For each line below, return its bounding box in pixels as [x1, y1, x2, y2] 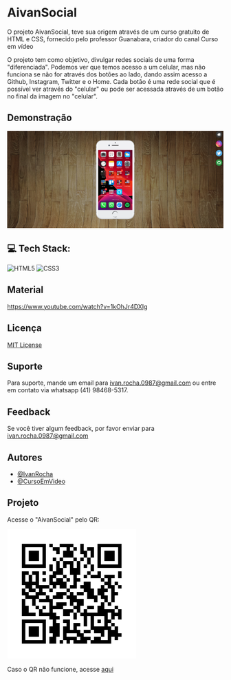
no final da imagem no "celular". [7, 92, 98, 100]
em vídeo [7, 42, 34, 50]
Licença [7, 322, 43, 334]
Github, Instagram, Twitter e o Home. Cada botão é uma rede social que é [7, 77, 216, 85]
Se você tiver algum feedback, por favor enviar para [7, 425, 155, 433]
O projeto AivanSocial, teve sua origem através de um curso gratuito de [7, 28, 210, 36]
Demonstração [7, 112, 72, 124]
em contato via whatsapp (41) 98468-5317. [7, 386, 129, 394]
